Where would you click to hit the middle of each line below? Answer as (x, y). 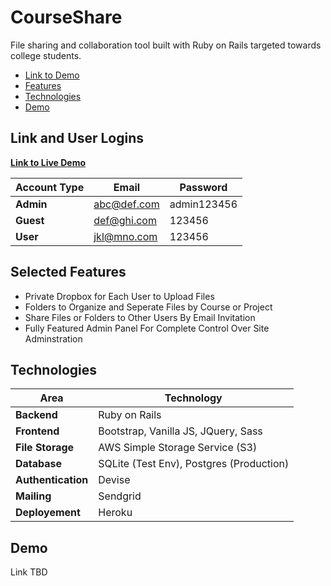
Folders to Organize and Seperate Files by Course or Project (148, 307)
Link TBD (29, 572)
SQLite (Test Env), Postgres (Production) (194, 464)
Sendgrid (120, 496)
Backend (36, 415)
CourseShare (66, 17)
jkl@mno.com (125, 236)
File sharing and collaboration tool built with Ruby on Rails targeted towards (166, 45)
